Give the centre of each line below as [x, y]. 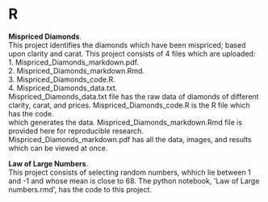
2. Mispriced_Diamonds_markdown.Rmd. [77, 70]
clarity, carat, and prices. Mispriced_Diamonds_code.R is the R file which [129, 105]
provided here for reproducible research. [76, 131]
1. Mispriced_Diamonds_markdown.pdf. [74, 62]
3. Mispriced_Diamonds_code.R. [62, 79]
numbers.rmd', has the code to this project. [80, 189]
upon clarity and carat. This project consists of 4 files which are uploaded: [132, 53]
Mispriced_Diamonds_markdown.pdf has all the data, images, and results [130, 139]
